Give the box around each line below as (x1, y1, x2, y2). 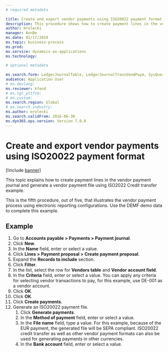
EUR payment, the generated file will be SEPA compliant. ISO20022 (20, 325, 159, 332)
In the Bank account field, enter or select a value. (20, 341, 123, 347)
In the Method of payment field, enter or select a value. (20, 315, 135, 321)
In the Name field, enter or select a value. (12, 246, 99, 252)
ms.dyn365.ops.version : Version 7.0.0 (5, 118, 86, 124)
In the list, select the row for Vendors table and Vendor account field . (12, 267, 158, 273)
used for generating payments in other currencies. (20, 336, 124, 342)
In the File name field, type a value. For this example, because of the (20, 320, 162, 326)
